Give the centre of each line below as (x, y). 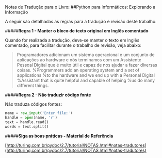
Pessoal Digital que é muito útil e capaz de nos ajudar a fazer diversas (87, 65)
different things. (33, 86)
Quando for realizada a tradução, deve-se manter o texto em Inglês (72, 40)
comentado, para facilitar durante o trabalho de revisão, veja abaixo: (73, 45)
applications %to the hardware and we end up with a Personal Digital (86, 75)
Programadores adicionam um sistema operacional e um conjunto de (86, 55)
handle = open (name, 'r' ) (31, 117)
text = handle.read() (27, 122)
